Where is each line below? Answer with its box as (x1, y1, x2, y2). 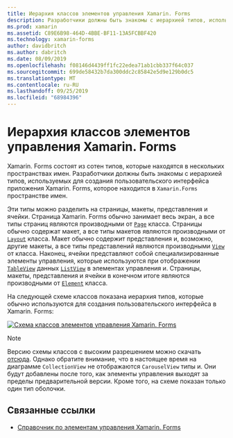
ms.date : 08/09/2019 (7, 56, 67, 63)
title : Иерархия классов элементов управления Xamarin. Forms (7, 10, 191, 17)
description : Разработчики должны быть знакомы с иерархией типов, (7, 17, 207, 24)
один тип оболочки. (7, 384, 66, 393)
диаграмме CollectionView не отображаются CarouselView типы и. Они (7, 362, 216, 371)
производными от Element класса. (7, 279, 108, 287)
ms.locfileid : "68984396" (7, 95, 82, 102)
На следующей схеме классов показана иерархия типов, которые (7, 292, 204, 300)
